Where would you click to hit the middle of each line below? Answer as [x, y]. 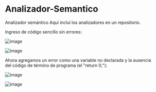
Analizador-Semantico [52, 9]
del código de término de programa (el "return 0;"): [56, 65]
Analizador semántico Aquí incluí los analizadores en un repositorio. [73, 22]
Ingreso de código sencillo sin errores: [43, 32]
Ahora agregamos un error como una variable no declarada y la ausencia [78, 60]
